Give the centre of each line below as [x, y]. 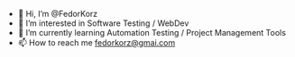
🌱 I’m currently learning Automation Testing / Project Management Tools [152, 33]
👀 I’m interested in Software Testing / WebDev [103, 23]
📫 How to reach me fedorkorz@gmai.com [97, 43]
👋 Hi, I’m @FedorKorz [58, 14]
